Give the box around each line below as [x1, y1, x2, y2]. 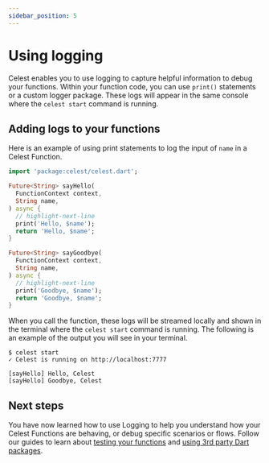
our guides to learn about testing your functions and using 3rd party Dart [8, 437, 250, 447]
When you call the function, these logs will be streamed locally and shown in [8, 316, 262, 326]
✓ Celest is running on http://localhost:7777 [8, 356, 167, 364]
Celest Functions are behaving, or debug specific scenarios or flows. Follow [8, 428, 259, 439]
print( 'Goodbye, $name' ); [15, 287, 103, 295]
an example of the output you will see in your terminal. [8, 333, 188, 343]
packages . [8, 446, 43, 456]
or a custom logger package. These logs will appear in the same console [8, 90, 249, 100]
